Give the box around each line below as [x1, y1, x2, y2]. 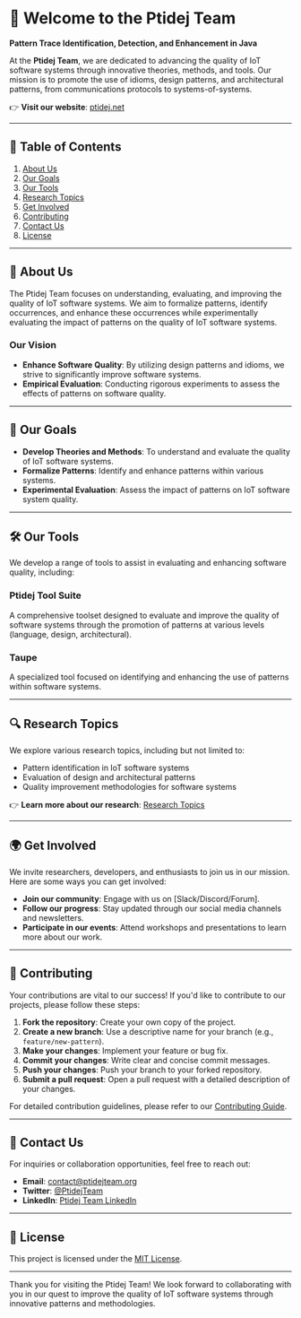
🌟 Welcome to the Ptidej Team [9, 8, 236, 29]
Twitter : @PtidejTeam [21, 1185, 103, 1196]
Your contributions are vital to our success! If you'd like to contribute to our [9, 990, 287, 1001]
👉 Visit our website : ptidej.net [9, 101, 125, 112]
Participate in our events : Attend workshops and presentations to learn [21, 922, 287, 932]
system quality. [21, 493, 79, 505]
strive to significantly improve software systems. [21, 369, 202, 379]
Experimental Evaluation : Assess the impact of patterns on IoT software [21, 484, 290, 495]
